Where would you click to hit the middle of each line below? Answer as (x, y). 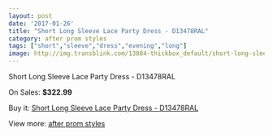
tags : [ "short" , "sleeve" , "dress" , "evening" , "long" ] (97, 46)
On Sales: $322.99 (41, 92)
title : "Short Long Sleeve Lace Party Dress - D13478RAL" (108, 31)
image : (19, 53)
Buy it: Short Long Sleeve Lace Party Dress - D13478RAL (104, 108)
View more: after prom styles (57, 123)
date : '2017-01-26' (41, 23)
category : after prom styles (58, 38)
